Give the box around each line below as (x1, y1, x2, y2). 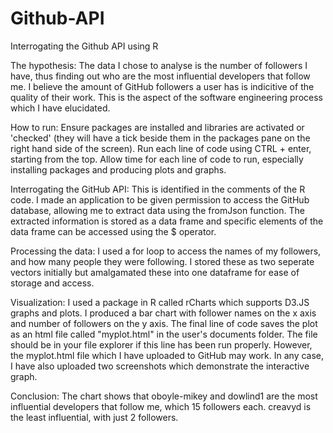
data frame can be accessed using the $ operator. (10, 225, 217, 237)
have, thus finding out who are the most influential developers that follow (10, 70, 311, 82)
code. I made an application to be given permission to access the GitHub (10, 193, 310, 206)
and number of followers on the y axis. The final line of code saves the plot (10, 317, 318, 329)
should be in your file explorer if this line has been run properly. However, (10, 338, 313, 351)
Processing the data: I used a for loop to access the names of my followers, (10, 245, 322, 257)
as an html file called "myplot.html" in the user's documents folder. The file (10, 328, 318, 340)
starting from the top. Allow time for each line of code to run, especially (10, 153, 304, 165)
